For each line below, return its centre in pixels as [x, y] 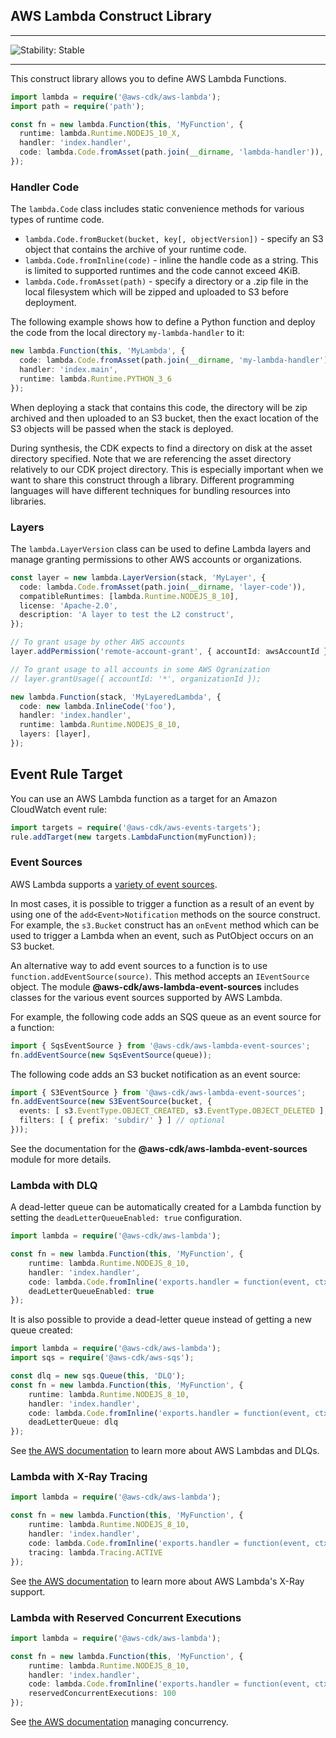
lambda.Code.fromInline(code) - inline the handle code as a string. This [171, 260]
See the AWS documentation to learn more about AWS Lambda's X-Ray [157, 1581]
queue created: [41, 1330]
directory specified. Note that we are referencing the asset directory [151, 458]
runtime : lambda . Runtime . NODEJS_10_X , [100, 134]
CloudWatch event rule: [59, 809]
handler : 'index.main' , [68, 369]
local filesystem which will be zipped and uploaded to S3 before [156, 292]
